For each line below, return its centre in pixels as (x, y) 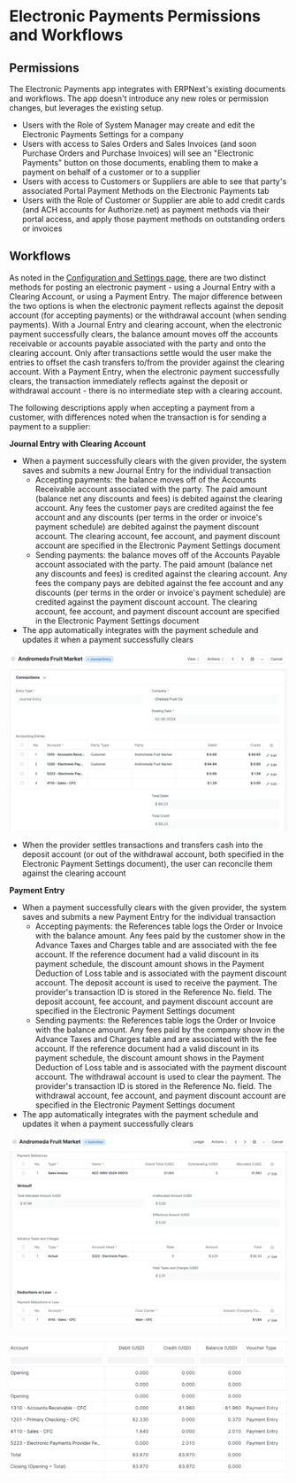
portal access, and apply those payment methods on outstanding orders (153, 219)
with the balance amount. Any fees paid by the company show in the (160, 1030)
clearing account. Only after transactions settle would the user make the (140, 352)
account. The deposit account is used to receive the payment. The (156, 982)
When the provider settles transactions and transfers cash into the (142, 845)
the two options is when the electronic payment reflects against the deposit (147, 305)
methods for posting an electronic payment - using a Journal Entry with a (142, 287)
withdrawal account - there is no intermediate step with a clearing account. (146, 390)
